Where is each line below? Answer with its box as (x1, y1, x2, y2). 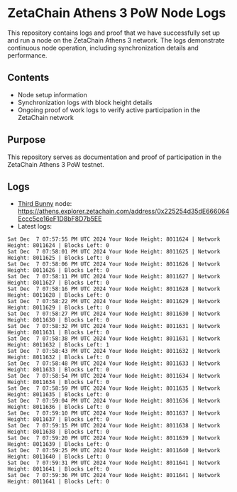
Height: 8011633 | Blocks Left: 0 (7, 366, 110, 373)
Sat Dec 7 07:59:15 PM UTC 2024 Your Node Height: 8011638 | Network (7, 422, 221, 430)
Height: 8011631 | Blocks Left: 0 (7, 329, 110, 337)
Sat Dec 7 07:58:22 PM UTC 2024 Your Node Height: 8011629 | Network (7, 298, 221, 305)
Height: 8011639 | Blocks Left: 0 (7, 441, 110, 448)
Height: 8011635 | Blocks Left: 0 (7, 391, 110, 398)
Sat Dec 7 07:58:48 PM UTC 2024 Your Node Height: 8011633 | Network (7, 360, 221, 367)
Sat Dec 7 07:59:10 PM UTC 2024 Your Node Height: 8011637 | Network (7, 410, 221, 417)
